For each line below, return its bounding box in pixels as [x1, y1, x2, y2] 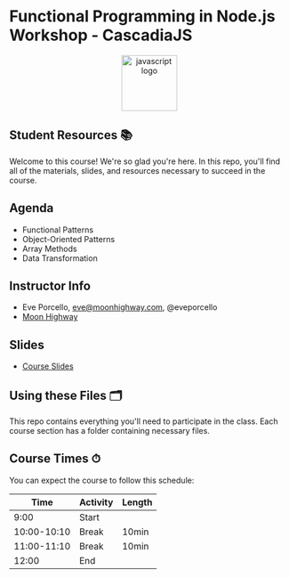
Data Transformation [21, 252, 98, 264]
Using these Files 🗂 [9, 387, 123, 403]
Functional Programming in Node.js [9, 6, 276, 27]
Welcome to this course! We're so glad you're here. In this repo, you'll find [9, 156, 281, 167]
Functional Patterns [21, 224, 94, 235]
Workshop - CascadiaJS [9, 25, 193, 45]
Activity [78, 496, 114, 509]
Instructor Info [9, 278, 92, 293]
